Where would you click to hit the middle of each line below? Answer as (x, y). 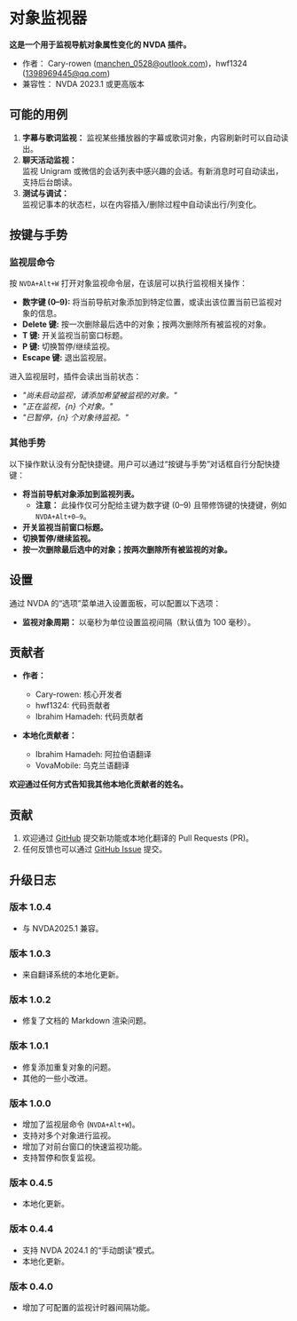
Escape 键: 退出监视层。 (66, 358)
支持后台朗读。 (49, 182)
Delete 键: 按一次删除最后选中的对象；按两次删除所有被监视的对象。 (146, 324)
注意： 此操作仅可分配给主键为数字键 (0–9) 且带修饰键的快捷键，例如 (161, 505)
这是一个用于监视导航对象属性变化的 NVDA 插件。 (100, 44)
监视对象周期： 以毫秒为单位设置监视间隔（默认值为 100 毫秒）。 (138, 621)
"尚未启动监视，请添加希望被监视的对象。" (99, 395)
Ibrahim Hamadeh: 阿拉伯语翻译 (94, 755)
